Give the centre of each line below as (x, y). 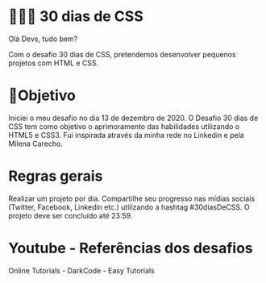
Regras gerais (56, 176)
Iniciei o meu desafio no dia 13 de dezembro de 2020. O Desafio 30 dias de (133, 118)
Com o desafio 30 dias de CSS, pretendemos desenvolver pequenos (122, 54)
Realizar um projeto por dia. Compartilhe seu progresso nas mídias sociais (132, 198)
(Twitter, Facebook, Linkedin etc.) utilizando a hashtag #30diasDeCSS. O (129, 207)
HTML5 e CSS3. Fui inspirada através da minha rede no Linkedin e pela (126, 135)
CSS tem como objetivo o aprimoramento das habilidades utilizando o (124, 126)
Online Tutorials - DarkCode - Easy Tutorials (81, 270)
